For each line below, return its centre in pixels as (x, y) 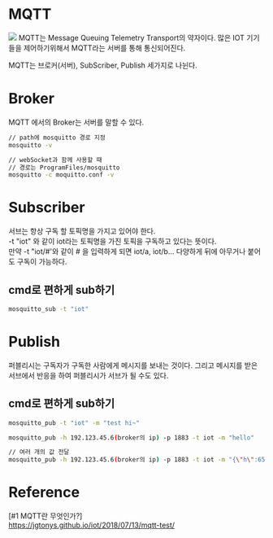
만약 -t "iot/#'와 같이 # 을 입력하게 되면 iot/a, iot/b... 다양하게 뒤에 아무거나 (127, 252)
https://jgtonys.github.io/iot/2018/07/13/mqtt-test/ (92, 525)
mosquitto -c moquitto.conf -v (61, 175)
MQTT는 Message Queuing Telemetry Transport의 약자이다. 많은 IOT (132, 37)
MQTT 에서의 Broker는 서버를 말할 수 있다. (76, 122)
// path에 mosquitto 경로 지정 (57, 138)
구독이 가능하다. (42, 262)
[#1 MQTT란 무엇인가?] (45, 516)
